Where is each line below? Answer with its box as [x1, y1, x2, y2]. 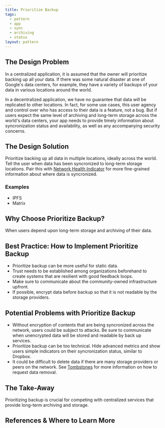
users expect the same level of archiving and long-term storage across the [5, 112, 157, 118]
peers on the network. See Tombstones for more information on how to [12, 364, 157, 370]
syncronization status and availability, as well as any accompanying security [5, 122, 161, 129]
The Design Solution [5, 142, 69, 151]
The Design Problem [5, 58, 69, 66]
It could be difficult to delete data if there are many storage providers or [12, 359, 159, 365]
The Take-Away [5, 383, 55, 392]
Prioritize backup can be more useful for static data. [12, 263, 119, 269]
